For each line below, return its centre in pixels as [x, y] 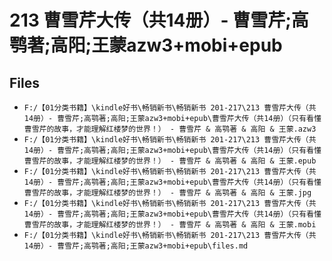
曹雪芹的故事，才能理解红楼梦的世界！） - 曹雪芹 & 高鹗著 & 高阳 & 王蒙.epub [170, 161]
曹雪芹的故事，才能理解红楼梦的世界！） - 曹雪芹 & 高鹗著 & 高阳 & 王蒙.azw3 [170, 129]
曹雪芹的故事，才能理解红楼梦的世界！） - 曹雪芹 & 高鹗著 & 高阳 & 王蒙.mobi [170, 225]
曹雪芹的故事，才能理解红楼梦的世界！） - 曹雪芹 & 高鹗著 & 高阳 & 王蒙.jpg [167, 193]
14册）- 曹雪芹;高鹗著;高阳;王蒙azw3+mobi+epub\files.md [136, 246]
